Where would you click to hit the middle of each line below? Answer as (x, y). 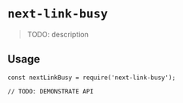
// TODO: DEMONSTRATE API (50, 91)
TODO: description (58, 34)
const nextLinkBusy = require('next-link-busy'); (92, 78)
